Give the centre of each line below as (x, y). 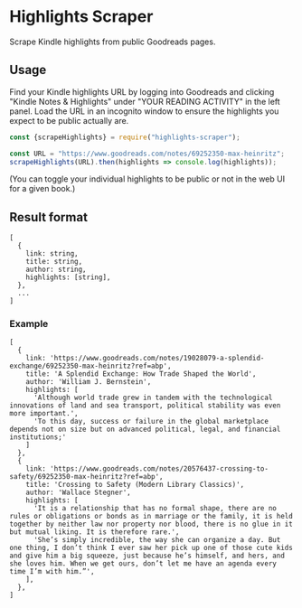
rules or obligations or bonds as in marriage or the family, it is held (151, 517)
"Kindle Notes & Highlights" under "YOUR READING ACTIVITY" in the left (145, 101)
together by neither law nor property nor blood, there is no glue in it (151, 524)
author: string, (57, 270)
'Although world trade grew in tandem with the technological (153, 398)
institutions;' (38, 437)
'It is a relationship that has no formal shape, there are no (155, 509)
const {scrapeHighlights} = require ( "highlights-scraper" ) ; (125, 137)
